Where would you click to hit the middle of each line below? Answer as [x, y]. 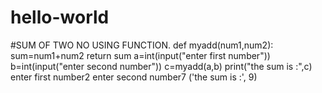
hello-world [60, 17]
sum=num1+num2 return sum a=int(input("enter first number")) [140, 55]
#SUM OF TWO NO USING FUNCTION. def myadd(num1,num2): [142, 45]
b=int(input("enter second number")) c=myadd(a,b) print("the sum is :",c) [161, 66]
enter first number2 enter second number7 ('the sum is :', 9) [134, 77]
